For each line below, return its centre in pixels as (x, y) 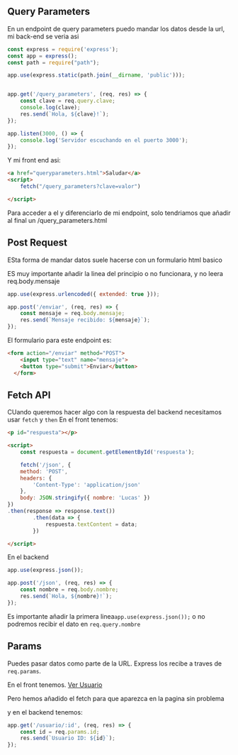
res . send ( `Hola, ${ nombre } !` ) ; (66, 596)
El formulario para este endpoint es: (59, 340)
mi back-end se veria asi (43, 36)
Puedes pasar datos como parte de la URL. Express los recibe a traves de (114, 663)
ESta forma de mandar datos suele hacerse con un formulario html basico (115, 260)
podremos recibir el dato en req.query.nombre (74, 624)
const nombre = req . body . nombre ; (69, 590)
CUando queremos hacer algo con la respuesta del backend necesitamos (114, 412)
